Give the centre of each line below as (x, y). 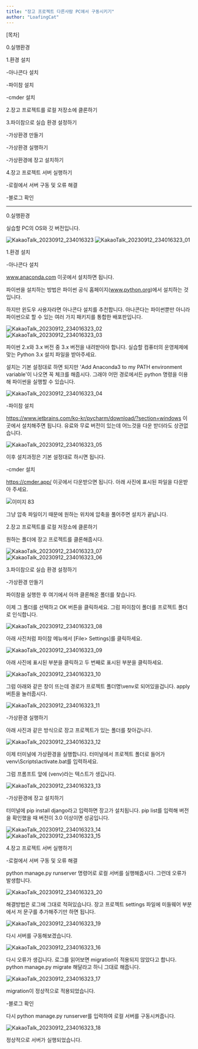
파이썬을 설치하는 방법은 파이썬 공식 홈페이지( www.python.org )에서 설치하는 (94, 289)
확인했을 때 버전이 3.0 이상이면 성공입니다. (61, 817)
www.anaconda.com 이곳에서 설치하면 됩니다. (60, 277)
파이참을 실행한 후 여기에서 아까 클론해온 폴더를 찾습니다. (71, 594)
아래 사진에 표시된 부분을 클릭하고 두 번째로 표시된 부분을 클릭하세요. (85, 662)
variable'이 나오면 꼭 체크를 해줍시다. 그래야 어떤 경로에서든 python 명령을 (92, 374)
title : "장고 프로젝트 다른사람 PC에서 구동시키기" (60, 11)
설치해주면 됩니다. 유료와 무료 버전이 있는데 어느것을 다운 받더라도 (97, 425)
